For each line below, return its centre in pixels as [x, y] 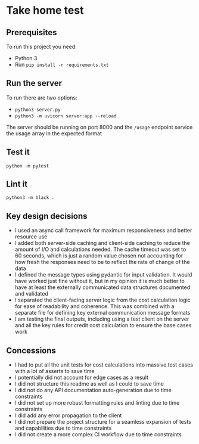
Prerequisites [32, 32]
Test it [18, 152]
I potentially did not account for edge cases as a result [82, 378]
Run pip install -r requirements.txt [62, 64]
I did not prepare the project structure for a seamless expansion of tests [103, 422]
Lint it [17, 184]
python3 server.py [38, 110]
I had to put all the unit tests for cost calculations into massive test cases [104, 365]
